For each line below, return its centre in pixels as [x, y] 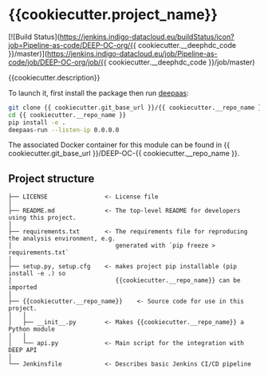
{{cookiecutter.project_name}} [113, 15]
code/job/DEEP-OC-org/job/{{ [58, 62]
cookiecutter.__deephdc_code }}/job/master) [181, 62]
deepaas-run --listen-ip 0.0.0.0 [64, 130]
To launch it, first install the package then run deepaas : [99, 92]
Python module [32, 329]
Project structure [51, 178]
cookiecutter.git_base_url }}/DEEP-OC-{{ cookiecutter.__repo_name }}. [124, 154]
